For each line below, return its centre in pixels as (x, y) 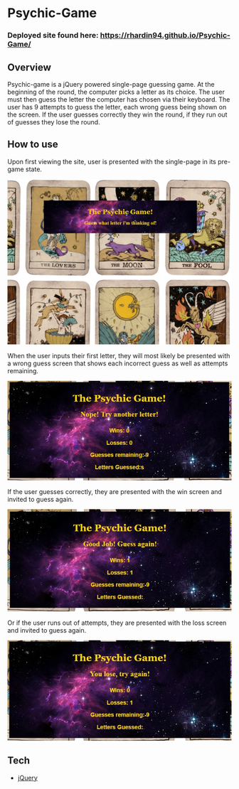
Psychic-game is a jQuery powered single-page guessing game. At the (111, 84)
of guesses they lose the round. (54, 122)
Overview (30, 67)
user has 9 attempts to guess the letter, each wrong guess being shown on (117, 107)
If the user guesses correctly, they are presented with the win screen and (115, 491)
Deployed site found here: (53, 36)
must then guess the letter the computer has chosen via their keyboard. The (119, 99)
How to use (33, 145)
